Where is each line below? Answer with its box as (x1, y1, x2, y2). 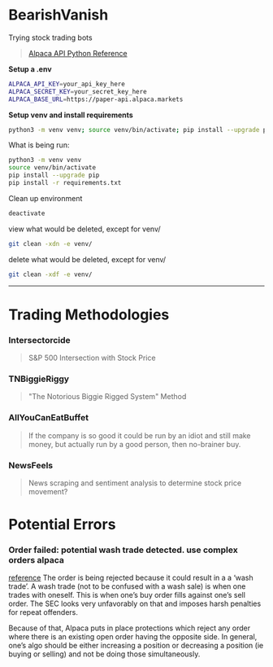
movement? (28, 486, 68, 496)
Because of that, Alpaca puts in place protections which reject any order (8, 623, 250, 633)
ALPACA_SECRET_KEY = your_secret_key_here (8, 87, 148, 95)
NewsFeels (8, 459, 54, 471)
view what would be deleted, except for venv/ (8, 224, 161, 234)
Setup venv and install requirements (8, 110, 134, 120)
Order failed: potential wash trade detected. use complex (8, 544, 238, 555)
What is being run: (8, 140, 70, 150)
